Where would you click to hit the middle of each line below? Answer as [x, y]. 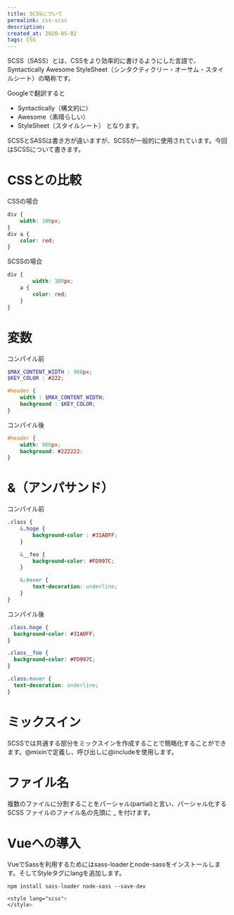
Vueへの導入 [44, 843]
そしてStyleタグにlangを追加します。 [72, 873]
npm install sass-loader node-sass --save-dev [77, 886]
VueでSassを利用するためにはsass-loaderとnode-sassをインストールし [111, 864]
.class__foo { [28, 653]
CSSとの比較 [45, 180]
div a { [19, 234]
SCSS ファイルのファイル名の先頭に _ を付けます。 [81, 812]
